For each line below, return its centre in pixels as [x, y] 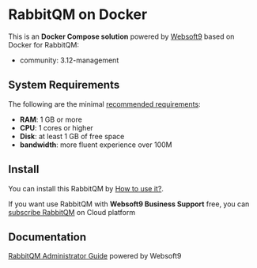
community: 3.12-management [69, 60]
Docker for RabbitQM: [43, 44]
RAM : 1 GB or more [51, 119]
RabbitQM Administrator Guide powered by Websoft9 [95, 256]
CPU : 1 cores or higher [56, 127]
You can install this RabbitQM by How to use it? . [86, 188]
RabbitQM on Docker [78, 15]
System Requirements [64, 85]
